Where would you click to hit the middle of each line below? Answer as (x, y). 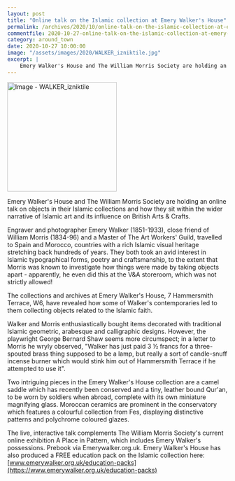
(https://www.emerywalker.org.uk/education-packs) (82, 470)
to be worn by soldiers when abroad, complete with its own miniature (107, 397)
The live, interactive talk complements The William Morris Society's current (115, 433)
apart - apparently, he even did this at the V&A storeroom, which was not (112, 274)
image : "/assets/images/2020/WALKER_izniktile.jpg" (84, 53)
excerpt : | (23, 60)
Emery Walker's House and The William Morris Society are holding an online (117, 201)
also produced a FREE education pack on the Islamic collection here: (106, 455)
